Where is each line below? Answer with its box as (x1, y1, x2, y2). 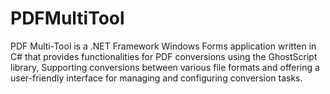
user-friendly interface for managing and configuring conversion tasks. (10, 72, 303, 84)
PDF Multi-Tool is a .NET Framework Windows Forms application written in (10, 40, 317, 52)
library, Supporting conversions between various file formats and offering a (10, 61, 320, 73)
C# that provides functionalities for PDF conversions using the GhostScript (10, 50, 318, 62)
